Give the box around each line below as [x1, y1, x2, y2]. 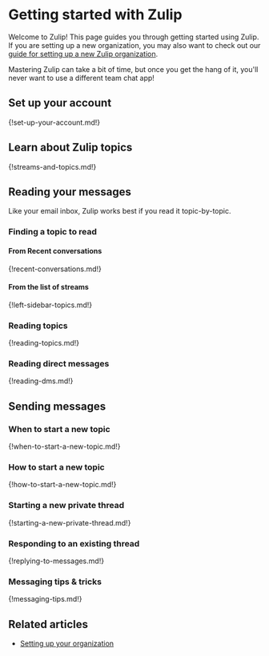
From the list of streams [8, 282, 90, 292]
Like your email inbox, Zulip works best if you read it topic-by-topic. [8, 206, 231, 216]
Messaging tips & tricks [8, 576, 102, 587]
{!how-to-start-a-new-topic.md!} [8, 480, 117, 490]
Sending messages [8, 399, 106, 413]
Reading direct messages [8, 358, 110, 369]
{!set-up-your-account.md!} [8, 118, 101, 127]
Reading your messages [8, 185, 132, 198]
